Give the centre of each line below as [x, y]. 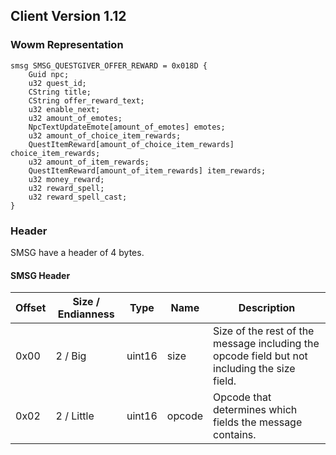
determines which [255, 410]
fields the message [258, 422]
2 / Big [71, 356]
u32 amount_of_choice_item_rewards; [105, 135]
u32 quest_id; [57, 83]
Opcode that [242, 397]
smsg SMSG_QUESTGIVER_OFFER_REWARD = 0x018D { [109, 65]
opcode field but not [260, 356]
